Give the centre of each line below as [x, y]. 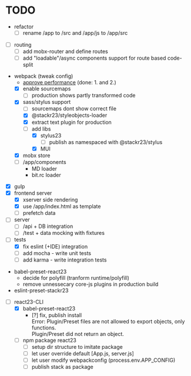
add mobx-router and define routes [65, 51]
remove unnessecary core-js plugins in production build [91, 284]
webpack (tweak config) [43, 76]
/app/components [44, 162]
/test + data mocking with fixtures [64, 233]
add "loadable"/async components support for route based [94, 58]
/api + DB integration [48, 226]
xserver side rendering [50, 200]
